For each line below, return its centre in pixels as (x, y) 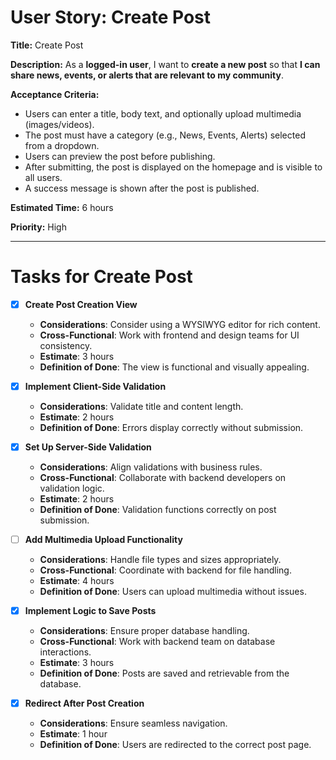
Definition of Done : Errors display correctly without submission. (171, 427)
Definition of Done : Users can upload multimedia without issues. (173, 592)
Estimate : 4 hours (77, 581)
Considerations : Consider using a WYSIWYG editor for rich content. (180, 324)
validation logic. (72, 488)
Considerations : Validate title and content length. (141, 406)
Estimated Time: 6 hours (62, 207)
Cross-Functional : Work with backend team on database (157, 642)
